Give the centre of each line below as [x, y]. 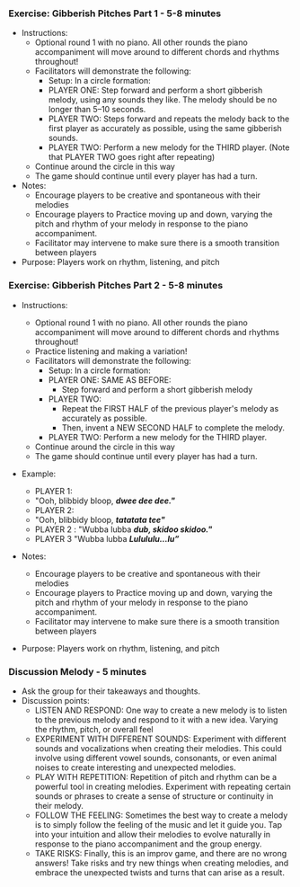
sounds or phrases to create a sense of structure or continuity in [154, 796]
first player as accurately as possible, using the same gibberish [165, 129]
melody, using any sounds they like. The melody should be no [163, 100]
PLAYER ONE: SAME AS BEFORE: [110, 379]
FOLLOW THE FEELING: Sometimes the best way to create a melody [161, 815]
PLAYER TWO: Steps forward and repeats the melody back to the [169, 119]
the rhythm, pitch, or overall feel [94, 729]
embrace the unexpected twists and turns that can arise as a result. [159, 872]
